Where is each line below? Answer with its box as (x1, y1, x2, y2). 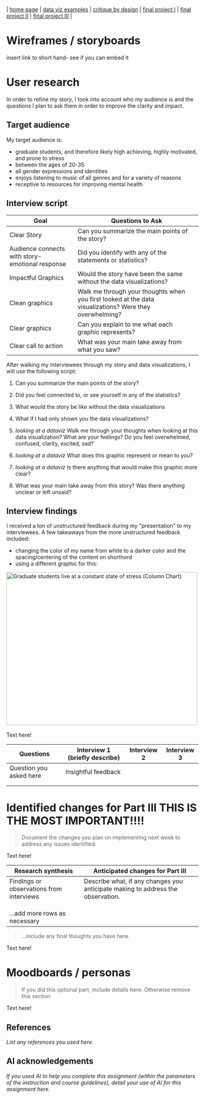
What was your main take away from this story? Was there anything (15, 482, 185, 489)
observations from (9, 885, 62, 893)
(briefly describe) (68, 753, 120, 762)
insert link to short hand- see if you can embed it (6, 54, 129, 61)
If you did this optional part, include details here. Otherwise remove (21, 986, 191, 994)
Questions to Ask (110, 216, 163, 225)
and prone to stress (15, 154, 65, 162)
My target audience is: (6, 136, 63, 143)
